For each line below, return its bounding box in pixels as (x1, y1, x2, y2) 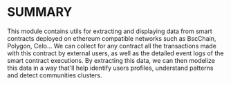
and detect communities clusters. (7, 70, 102, 79)
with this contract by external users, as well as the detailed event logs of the (7, 49, 224, 57)
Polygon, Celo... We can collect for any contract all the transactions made (7, 41, 216, 50)
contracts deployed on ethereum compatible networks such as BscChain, (7, 34, 216, 42)
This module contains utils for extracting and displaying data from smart (7, 27, 212, 35)
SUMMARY (7, 4, 73, 20)
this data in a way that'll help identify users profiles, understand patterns (7, 64, 214, 72)
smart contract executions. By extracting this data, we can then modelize (7, 56, 216, 64)
